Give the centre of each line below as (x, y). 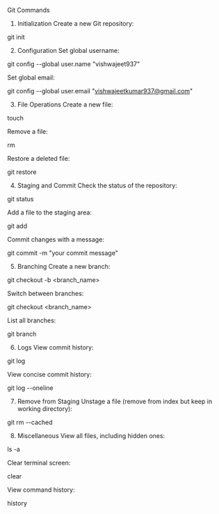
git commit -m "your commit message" (63, 253)
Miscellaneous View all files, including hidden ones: (91, 436)
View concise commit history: (50, 374)
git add (17, 226)
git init (16, 37)
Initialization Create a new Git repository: (75, 23)
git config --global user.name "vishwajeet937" (74, 64)
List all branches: (32, 320)
